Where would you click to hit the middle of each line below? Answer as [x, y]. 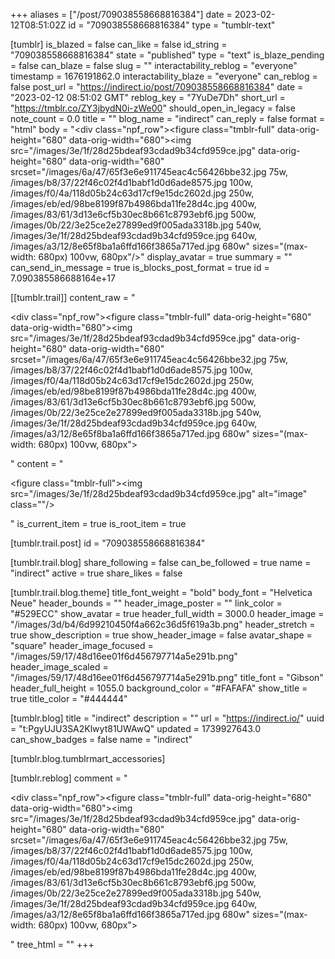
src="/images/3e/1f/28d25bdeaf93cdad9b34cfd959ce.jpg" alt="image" [159, 493]
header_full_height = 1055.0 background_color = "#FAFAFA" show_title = [159, 688]
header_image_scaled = [59, 667]
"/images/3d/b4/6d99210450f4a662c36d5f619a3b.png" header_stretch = [163, 624]
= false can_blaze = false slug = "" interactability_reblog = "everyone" [154, 65]
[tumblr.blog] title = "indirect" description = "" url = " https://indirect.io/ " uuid [167, 718]
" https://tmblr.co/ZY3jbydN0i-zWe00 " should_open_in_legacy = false [153, 108]
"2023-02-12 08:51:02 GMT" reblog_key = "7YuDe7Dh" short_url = [148, 97]
